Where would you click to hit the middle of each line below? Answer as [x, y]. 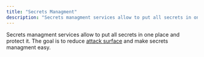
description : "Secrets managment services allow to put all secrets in [99, 17]
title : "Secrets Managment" [42, 12]
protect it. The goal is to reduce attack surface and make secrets [87, 41]
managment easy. [29, 47]
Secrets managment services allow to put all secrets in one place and [93, 34]
